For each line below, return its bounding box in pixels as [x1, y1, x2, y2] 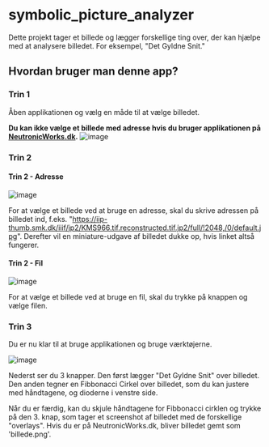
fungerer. [8, 240, 40, 249]
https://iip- [72, 214, 107, 223]
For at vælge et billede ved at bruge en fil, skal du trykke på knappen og [8, 292, 248, 301]
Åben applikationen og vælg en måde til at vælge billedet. [8, 107, 200, 117]
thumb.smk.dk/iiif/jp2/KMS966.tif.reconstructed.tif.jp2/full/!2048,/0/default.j [8, 223, 262, 232]
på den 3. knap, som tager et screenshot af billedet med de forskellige [8, 412, 242, 422]
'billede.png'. [8, 429, 52, 439]
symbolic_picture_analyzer [8, 6, 195, 24]
